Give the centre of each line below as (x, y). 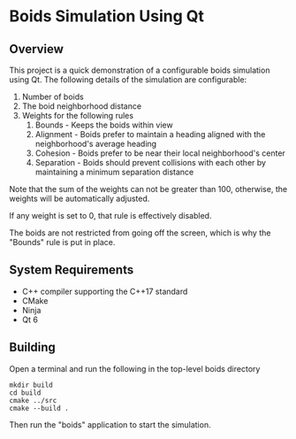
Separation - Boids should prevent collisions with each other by (151, 162)
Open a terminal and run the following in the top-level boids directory (135, 368)
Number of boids (53, 96)
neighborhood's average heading (96, 144)
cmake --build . (39, 408)
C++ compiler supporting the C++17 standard (105, 291)
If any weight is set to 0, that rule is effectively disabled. (110, 216)
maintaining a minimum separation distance (114, 172)
